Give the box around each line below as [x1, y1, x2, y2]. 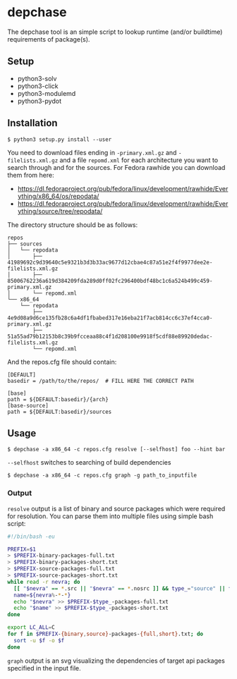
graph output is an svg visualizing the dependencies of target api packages [7, 656, 226, 665]
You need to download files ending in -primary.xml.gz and [7, 148, 177, 157]
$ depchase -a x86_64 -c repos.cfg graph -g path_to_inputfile [7, 472, 197, 479]
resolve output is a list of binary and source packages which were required [7, 504, 226, 513]
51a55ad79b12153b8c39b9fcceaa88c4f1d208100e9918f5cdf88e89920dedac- [7, 333, 213, 340]
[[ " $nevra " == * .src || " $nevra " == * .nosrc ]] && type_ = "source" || [13, 585, 226, 592]
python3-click [17, 82, 59, 90]
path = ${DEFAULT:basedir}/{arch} [7, 396, 109, 403]
